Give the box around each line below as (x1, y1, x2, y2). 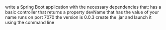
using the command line (5, 19, 55, 25)
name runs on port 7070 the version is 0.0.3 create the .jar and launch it (5, 15, 152, 20)
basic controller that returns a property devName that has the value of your (5, 9, 159, 15)
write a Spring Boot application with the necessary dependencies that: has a (5, 4, 162, 10)
